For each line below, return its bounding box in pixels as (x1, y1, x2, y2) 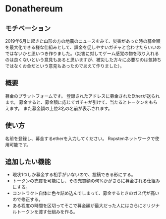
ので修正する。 (12, 197, 43, 203)
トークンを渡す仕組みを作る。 (16, 209, 78, 215)
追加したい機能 (5, 157, 51, 166)
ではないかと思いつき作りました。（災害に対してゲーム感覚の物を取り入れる (5, 51, 160, 56)
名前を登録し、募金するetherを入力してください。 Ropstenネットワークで (5, 135, 155, 142)
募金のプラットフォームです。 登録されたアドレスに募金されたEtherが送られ (5, 93, 160, 99)
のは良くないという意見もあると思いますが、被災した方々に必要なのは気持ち (5, 57, 162, 63)
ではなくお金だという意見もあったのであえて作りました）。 (5, 63, 125, 69)
